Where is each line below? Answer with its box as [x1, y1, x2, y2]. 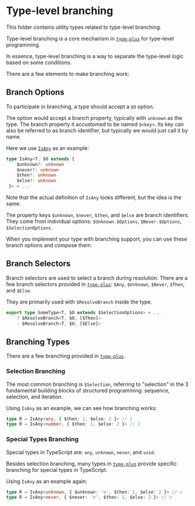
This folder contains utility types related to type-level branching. [6, 24, 162, 31]
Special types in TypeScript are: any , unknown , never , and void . [6, 448, 156, 455]
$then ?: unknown [16, 172, 57, 178]
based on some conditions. [6, 59, 72, 66]
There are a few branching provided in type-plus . [6, 352, 126, 359]
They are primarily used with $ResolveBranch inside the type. [6, 298, 153, 305]
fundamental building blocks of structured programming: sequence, [6, 387, 170, 394]
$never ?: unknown [16, 167, 59, 173]
